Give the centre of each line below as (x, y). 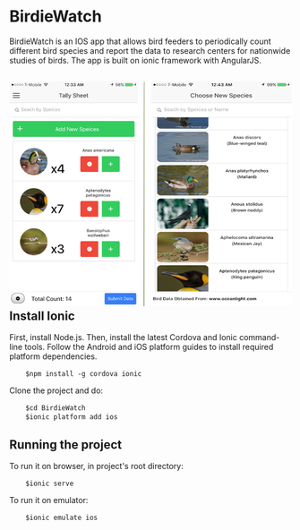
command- (259, 338)
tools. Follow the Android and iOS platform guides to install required (149, 347)
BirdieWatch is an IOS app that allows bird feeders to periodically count (140, 41)
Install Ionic (42, 316)
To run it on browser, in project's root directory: (96, 466)
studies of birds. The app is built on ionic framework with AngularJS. (135, 60)
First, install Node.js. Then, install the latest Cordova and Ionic (123, 338)
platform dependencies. (53, 356)
